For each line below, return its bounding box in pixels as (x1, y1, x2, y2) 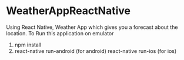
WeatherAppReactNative (6, 4, 131, 18)
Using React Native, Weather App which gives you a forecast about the (6, 24, 178, 31)
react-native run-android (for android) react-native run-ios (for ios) (14, 47, 177, 54)
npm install (14, 41, 42, 48)
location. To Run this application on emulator (6, 29, 114, 36)
